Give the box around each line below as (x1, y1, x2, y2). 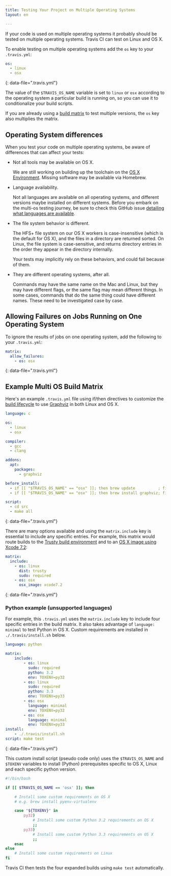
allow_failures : (10, 354, 44, 359)
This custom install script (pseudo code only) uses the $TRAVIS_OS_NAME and (5, 755, 164, 761)
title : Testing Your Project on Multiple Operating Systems (5, 7, 136, 13)
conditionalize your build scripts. (5, 100, 74, 107)
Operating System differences (5, 130, 103, 139)
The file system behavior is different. (12, 220, 90, 226)
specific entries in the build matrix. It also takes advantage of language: (5, 621, 155, 627)
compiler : (5, 439, 26, 444)
